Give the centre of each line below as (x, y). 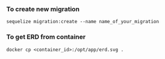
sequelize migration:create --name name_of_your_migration (83, 22)
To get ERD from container (46, 37)
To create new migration (43, 9)
